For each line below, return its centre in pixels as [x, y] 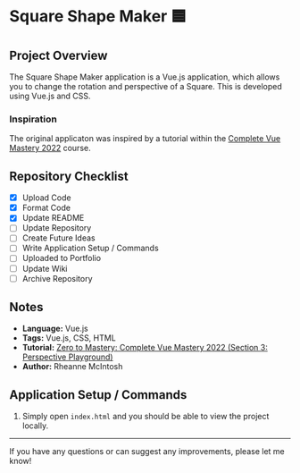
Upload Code [46, 198]
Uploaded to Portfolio [61, 258]
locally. [35, 426]
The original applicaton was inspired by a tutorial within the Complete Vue [145, 139]
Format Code [46, 208]
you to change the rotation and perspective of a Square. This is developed [146, 86]
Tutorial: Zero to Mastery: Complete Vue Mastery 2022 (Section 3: [145, 348]
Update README [53, 218]
